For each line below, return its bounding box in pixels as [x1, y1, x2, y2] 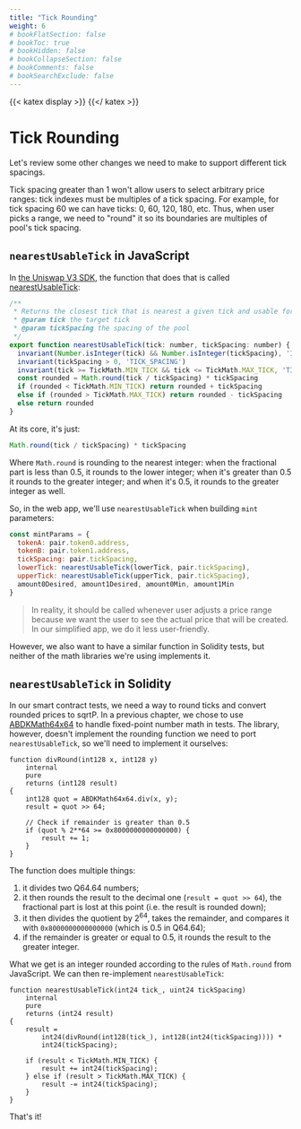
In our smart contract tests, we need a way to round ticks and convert [9, 700, 267, 711]
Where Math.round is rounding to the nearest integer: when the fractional [9, 456, 278, 467]
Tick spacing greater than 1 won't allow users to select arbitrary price [9, 184, 265, 195]
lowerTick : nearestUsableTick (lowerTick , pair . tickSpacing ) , [17, 563, 251, 572]
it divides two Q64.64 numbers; [21, 882, 140, 893]
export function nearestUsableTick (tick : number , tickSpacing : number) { [9, 340, 291, 350]
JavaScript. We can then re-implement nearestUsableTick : [9, 968, 225, 979]
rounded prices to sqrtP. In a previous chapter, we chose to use [9, 709, 244, 720]
